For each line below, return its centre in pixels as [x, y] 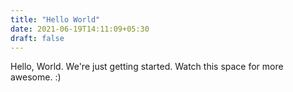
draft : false [37, 38]
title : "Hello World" [55, 19]
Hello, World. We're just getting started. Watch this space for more [147, 67]
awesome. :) [36, 77]
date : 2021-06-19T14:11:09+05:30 [80, 29]
